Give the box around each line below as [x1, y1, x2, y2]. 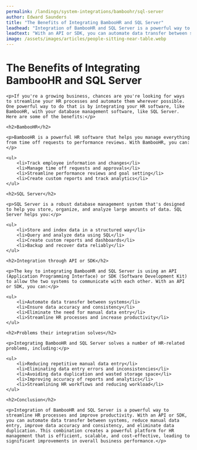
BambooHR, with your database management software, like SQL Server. [6, 108, 180, 115]
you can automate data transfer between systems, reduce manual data [6, 417, 180, 424]
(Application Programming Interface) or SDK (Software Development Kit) [6, 273, 188, 279]
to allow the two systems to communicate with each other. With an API [6, 278, 185, 284]
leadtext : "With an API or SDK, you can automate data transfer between [6, 31, 188, 36]
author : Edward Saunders [6, 14, 67, 20]
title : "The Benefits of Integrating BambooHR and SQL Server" [6, 19, 164, 25]
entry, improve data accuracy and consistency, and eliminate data [6, 422, 175, 428]
